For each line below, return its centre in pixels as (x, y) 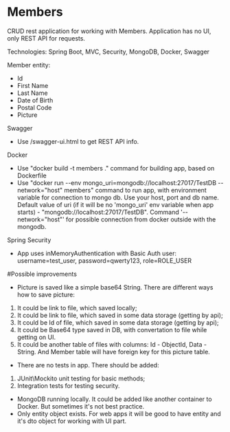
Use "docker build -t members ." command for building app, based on (116, 168)
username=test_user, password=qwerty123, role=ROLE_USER (104, 260)
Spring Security (29, 240)
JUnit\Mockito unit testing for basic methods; (81, 378)
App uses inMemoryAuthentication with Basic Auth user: (97, 253)
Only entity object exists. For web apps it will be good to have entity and (119, 413)
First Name (33, 85)
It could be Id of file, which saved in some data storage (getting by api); (118, 322)
